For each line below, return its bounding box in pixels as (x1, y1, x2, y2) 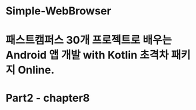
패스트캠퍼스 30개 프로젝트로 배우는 (5, 33, 172, 47)
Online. (17, 63, 55, 77)
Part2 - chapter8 (5, 91, 91, 105)
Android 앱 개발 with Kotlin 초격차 (5, 48, 169, 62)
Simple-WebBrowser (5, 4, 111, 18)
